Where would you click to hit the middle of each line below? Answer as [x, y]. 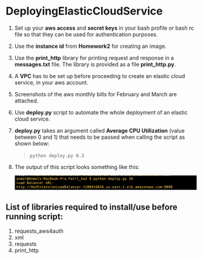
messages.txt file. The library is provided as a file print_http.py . [95, 64]
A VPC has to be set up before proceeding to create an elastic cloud [100, 76]
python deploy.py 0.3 [57, 156]
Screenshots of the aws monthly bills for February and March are [95, 94]
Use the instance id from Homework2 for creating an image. [91, 46]
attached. [26, 101]
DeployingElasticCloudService [84, 11]
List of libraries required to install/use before [92, 207]
